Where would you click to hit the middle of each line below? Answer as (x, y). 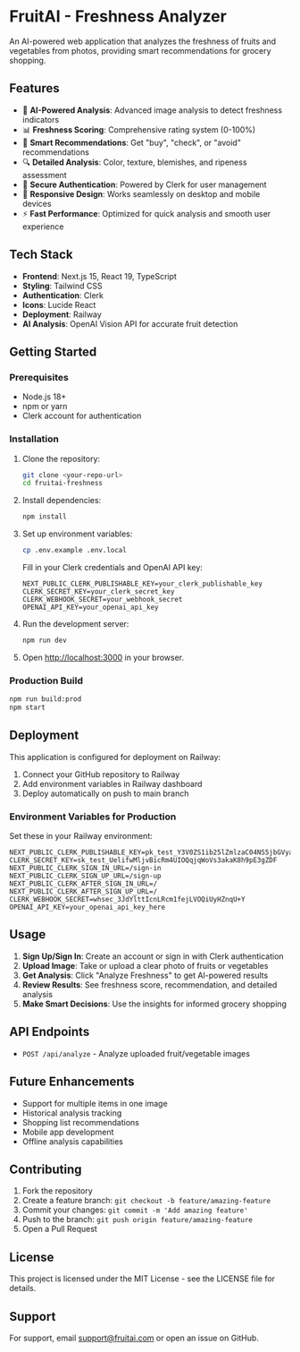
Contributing (46, 1169)
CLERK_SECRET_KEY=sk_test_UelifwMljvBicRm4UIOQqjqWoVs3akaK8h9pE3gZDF (143, 860)
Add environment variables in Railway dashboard (112, 783)
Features (34, 88)
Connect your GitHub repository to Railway (101, 774)
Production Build (46, 680)
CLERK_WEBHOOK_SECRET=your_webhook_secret (102, 600)
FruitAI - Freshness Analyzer (118, 17)
